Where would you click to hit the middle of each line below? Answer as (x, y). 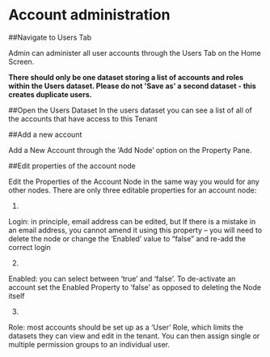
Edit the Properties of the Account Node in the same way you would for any (134, 181)
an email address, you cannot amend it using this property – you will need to (135, 230)
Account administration (89, 15)
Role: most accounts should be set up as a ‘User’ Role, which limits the (126, 327)
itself (17, 295)
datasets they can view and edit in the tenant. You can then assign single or (134, 336)
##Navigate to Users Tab (50, 37)
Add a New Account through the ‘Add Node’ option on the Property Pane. (130, 150)
